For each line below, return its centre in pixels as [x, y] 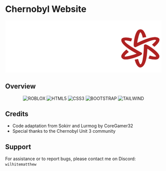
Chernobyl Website [46, 9]
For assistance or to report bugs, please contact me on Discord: [71, 159]
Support [18, 147]
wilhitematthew [21, 165]
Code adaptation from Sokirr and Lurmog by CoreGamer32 [73, 126]
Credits [17, 114]
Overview [21, 86]
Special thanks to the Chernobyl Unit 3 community [64, 131]
